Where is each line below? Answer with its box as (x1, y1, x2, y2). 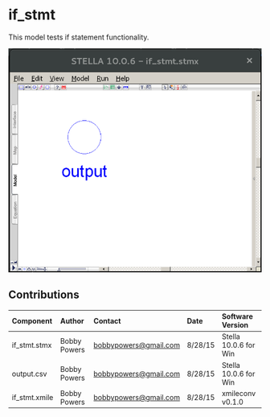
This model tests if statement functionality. (8, 32, 149, 42)
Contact (93, 316, 121, 325)
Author (59, 316, 84, 325)
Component (11, 316, 53, 325)
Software (221, 312, 253, 321)
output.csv (11, 369, 47, 378)
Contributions (8, 288, 80, 302)
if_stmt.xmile (11, 393, 54, 403)
